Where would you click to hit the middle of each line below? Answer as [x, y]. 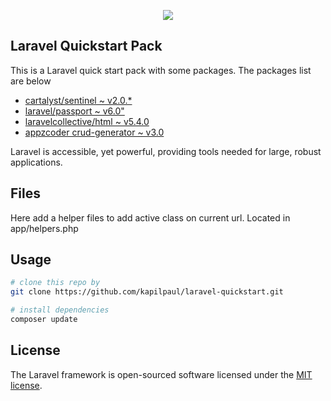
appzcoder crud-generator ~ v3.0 [94, 132]
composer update [44, 320]
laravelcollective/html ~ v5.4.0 [87, 121]
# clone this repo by [55, 283]
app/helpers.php [44, 228]
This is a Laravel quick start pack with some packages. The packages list [161, 70]
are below [31, 81]
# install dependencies [60, 310]
